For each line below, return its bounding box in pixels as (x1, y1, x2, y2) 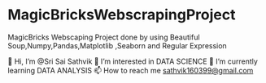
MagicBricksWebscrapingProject (7, 6, 236, 24)
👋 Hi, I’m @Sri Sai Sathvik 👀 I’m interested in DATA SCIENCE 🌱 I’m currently (7, 56, 258, 66)
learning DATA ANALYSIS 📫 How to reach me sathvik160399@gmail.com (7, 65, 254, 75)
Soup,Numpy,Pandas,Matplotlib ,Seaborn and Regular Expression (7, 40, 227, 50)
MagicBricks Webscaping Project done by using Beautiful (7, 32, 200, 42)
